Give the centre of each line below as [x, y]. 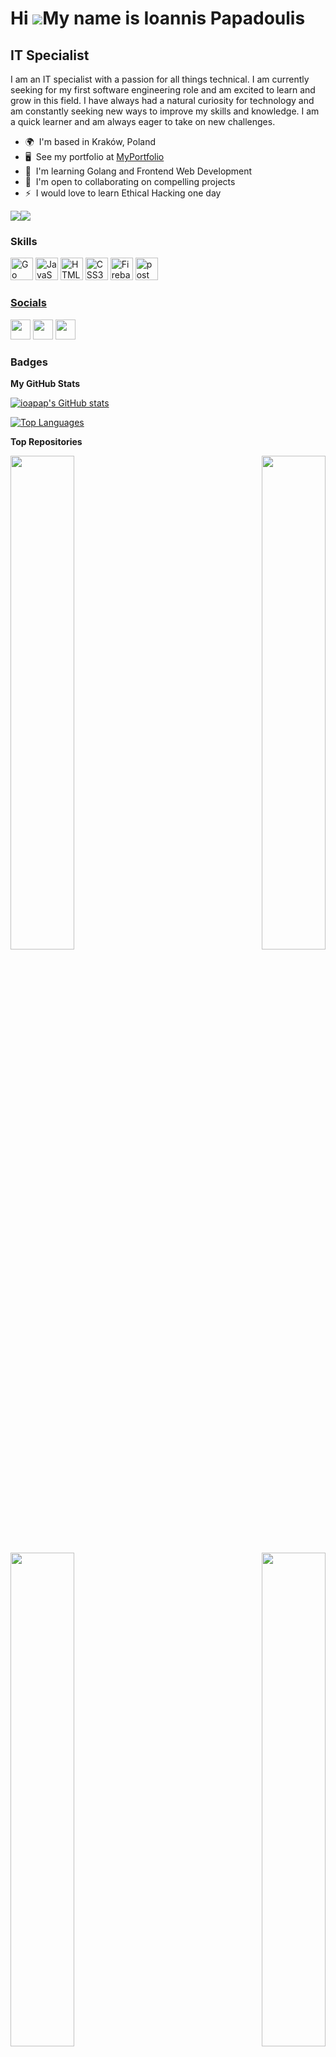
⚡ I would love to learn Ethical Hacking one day [123, 193]
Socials [28, 303]
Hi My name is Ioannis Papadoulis [158, 18]
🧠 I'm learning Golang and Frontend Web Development [138, 171]
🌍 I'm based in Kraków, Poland [90, 141]
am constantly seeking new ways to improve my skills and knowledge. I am [165, 111]
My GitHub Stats [45, 383]
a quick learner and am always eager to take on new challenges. [143, 121]
